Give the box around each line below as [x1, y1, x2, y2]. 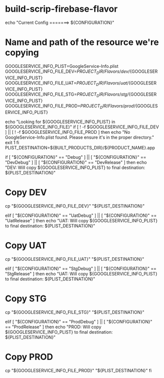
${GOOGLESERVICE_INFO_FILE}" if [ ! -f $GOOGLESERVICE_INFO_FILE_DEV [5, 124, 159, 130]
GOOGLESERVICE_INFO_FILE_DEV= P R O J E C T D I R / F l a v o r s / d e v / [5, 68, 130, 75]
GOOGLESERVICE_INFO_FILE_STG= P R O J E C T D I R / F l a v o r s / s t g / [5, 91, 129, 99]
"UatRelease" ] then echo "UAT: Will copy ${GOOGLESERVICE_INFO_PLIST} [5, 218, 158, 223]
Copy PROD [5, 352, 53, 362]
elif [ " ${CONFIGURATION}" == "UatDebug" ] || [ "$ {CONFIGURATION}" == [5, 212, 157, 218]
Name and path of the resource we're [5, 37, 159, 48]
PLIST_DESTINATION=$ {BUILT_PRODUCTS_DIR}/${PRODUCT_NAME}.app [5, 145, 155, 151]
